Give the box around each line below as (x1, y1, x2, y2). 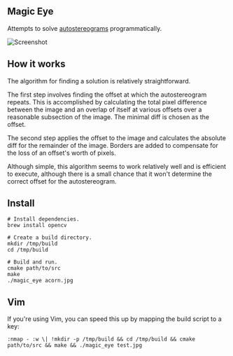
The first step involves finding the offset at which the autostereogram (7, 90, 207, 99)
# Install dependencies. (7, 216, 80, 223)
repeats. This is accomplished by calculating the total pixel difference (7, 97, 208, 106)
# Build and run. (7, 259, 58, 266)
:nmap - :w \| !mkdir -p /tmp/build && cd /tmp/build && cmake (7, 336, 196, 343)
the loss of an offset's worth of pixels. (7, 149, 117, 157)
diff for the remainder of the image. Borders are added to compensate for (7, 141, 218, 149)
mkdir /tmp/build (7, 240, 58, 247)
